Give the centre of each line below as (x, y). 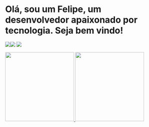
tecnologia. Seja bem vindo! (64, 31)
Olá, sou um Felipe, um (53, 9)
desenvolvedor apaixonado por (71, 20)
